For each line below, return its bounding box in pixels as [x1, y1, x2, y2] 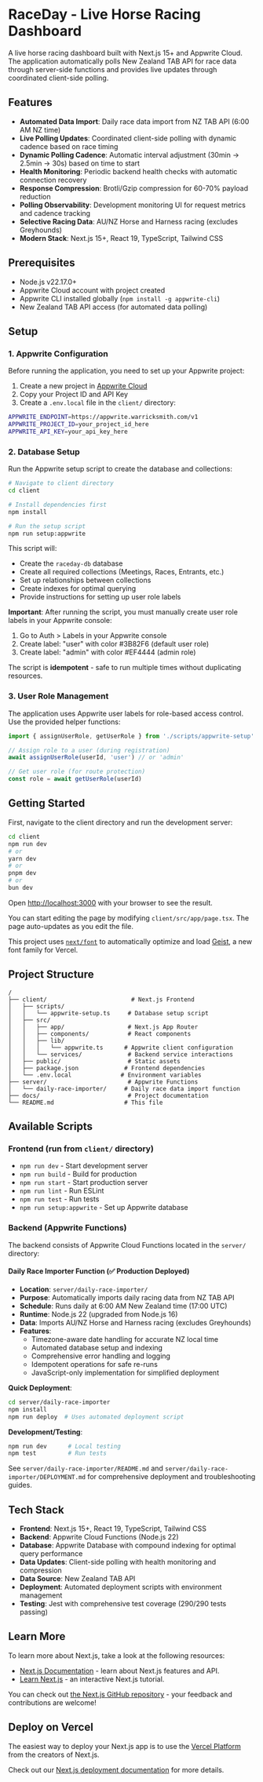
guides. [8, 1481, 33, 1490]
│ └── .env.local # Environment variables [8, 1071, 202, 1079]
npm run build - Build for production [19, 1169, 137, 1179]
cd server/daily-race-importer [8, 1398, 111, 1406]
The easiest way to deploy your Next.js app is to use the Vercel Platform [8, 1741, 242, 1751]
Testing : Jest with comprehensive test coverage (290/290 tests [19, 1599, 227, 1609]
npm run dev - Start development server [19, 1161, 148, 1171]
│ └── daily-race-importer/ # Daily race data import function [8, 1084, 241, 1092]
